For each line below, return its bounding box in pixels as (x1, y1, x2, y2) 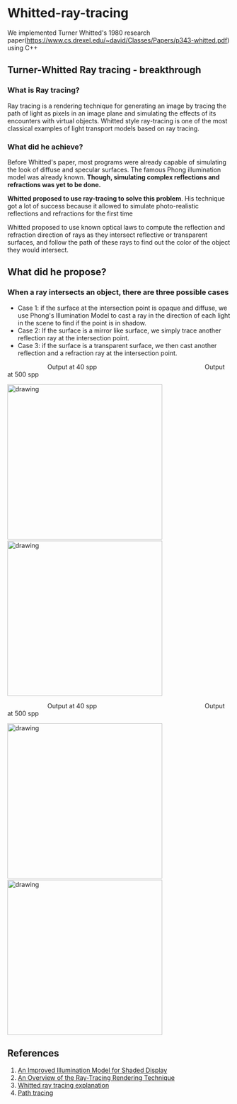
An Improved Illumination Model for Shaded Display (17, 1066, 168, 1075)
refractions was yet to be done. (7, 180, 101, 189)
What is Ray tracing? (7, 85, 80, 95)
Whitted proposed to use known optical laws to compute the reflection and (7, 223, 225, 231)
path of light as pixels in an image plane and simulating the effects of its (7, 108, 216, 118)
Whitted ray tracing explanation (17, 1081, 110, 1090)
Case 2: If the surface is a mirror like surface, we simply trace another (17, 326, 221, 335)
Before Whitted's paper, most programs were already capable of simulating (7, 157, 226, 166)
